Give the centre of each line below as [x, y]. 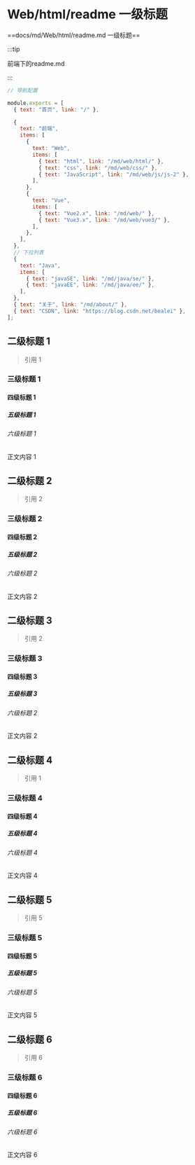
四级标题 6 [22, 1095]
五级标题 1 [22, 415]
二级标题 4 [30, 760]
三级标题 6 [25, 1077]
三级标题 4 [25, 798]
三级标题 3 [25, 659]
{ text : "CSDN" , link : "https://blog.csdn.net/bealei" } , [100, 311]
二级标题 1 [29, 342]
